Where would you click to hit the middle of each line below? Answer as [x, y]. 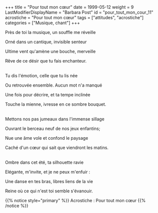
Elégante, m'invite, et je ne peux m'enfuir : [48, 172]
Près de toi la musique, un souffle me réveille [51, 32]
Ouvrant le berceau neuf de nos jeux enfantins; [53, 128]
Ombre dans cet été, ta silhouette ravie [44, 162]
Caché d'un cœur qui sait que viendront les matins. [57, 148]
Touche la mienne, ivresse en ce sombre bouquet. [56, 104]
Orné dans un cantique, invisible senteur [46, 42]
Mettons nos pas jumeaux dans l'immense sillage [55, 119]
